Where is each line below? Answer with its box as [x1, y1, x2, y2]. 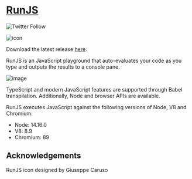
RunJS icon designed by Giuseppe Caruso [6, 166, 108, 173]
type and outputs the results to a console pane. [6, 63, 120, 70]
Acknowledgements [6, 151, 81, 161]
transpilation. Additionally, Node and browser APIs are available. [6, 92, 160, 99]
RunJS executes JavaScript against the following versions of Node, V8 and [6, 103, 187, 110]
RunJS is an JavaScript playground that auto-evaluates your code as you [6, 57, 182, 64]
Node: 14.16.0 [14, 121, 47, 128]
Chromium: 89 [14, 133, 50, 141]
